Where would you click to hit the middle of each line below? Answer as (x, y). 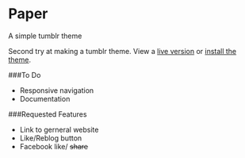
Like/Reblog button (51, 138)
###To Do (25, 75)
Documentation (45, 98)
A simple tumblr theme (45, 36)
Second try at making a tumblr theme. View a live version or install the (122, 51)
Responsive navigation (57, 90)
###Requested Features (48, 114)
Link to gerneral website (59, 129)
